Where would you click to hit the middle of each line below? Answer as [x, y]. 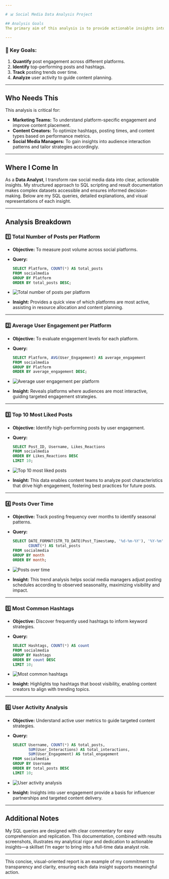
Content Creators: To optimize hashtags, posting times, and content [83, 131]
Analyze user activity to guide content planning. [62, 77]
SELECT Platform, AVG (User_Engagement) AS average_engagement [79, 358]
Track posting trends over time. [45, 72]
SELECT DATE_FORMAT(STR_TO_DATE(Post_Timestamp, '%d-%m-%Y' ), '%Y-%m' [88, 541]
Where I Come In [32, 167]
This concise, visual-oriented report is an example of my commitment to [80, 861]
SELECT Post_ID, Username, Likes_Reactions [59, 447]
